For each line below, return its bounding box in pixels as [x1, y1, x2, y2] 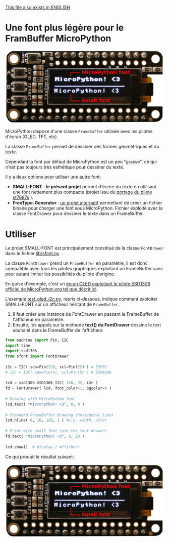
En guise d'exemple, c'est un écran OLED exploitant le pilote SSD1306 [5, 281, 150, 287]
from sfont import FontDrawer [5, 354, 69, 359]
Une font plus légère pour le [5, 22, 124, 33]
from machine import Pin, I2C [5, 338, 69, 343]
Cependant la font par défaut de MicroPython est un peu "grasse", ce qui [5, 159, 157, 165]
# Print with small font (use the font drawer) [5, 429, 107, 434]
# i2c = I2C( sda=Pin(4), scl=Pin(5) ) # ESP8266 [5, 369, 112, 375]
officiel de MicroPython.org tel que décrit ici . [5, 286, 98, 293]
